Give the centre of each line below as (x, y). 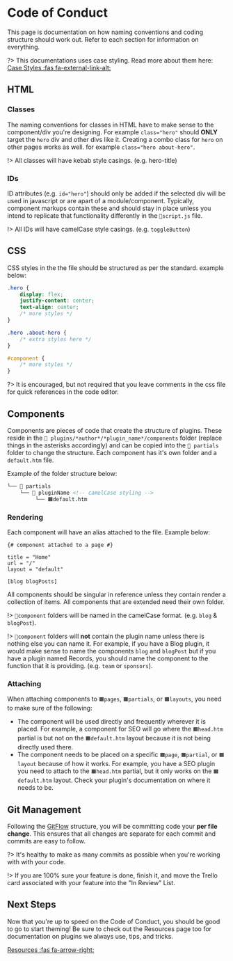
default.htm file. (31, 460)
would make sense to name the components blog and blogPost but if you (112, 651)
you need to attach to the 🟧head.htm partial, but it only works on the (114, 771)
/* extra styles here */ (56, 339)
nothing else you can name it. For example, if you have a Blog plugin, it (109, 643)
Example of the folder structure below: (62, 474)
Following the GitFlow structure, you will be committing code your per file (112, 827)
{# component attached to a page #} (60, 545)
